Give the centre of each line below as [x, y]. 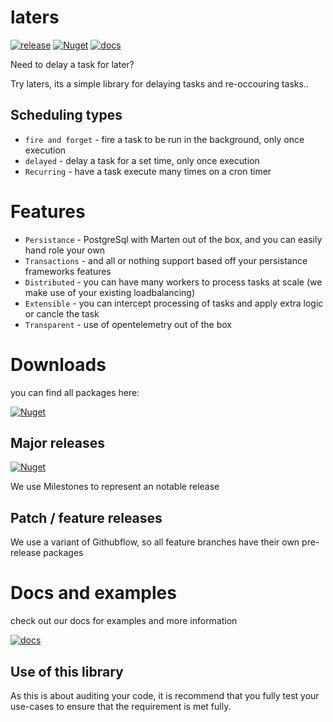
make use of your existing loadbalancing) [109, 292]
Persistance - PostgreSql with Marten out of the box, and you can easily [173, 239]
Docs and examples [93, 593]
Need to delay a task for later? [72, 64]
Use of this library [67, 671]
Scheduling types [66, 115]
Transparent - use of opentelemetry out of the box [128, 324]
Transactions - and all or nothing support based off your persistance [166, 260]
